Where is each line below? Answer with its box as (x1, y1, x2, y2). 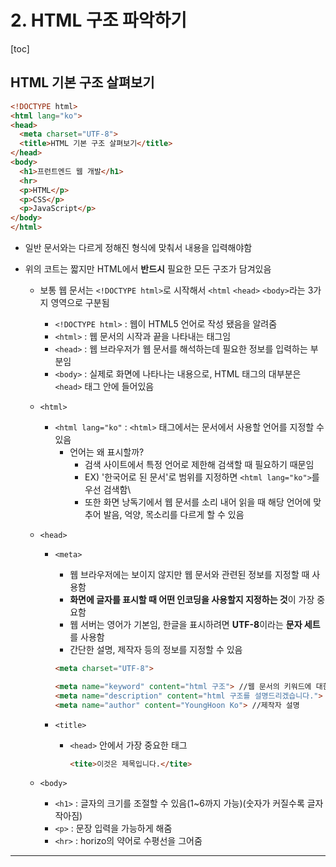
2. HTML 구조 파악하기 (10, 9, 188, 32)
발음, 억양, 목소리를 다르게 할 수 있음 (103, 509, 245, 520)
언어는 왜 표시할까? (69, 446, 145, 458)
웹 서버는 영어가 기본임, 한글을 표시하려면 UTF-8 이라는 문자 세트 (69, 619, 321, 630)
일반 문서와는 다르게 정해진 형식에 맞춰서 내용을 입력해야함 (24, 242, 253, 253)
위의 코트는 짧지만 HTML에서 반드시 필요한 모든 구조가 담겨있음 (24, 263, 272, 275)
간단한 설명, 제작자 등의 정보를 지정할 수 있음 (69, 644, 243, 655)
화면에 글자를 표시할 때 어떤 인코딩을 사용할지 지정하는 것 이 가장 (69, 594, 315, 605)
